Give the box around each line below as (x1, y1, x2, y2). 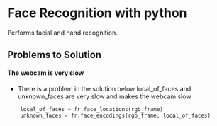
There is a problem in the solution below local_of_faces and (17, 84, 191, 93)
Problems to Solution (7, 49, 101, 61)
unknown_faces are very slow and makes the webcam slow (17, 92, 191, 101)
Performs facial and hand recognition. (7, 28, 118, 37)
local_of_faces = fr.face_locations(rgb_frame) (20, 105, 163, 113)
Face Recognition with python (7, 5, 187, 21)
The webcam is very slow (7, 69, 84, 77)
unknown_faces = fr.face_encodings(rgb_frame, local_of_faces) (20, 112, 211, 120)
